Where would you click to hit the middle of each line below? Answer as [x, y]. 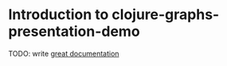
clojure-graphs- [165, 15]
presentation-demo [74, 31]
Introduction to [59, 15]
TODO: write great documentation [64, 53]
